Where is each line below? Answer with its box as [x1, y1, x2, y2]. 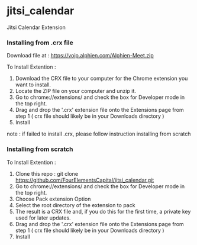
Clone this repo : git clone [15, 170, 79, 177]
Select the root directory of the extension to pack [15, 201, 135, 208]
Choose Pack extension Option [15, 195, 91, 202]
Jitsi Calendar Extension [7, 24, 66, 31]
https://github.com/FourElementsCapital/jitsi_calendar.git [15, 176, 154, 183]
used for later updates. [15, 214, 71, 221]
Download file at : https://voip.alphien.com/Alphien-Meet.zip [7, 52, 154, 59]
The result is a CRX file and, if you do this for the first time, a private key [15, 208, 191, 215]
